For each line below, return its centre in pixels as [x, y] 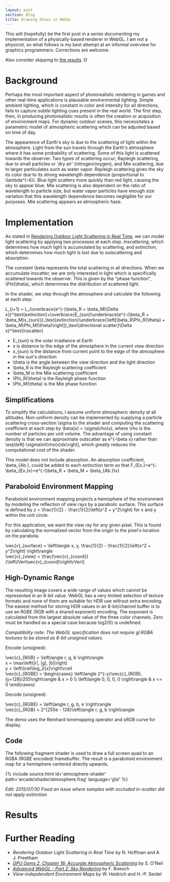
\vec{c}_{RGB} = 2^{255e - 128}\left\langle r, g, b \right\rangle [70, 710]
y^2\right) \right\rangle [29, 551]
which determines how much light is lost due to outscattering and [74, 253]
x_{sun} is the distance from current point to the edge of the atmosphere [89, 351]
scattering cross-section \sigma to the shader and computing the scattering [84, 423]
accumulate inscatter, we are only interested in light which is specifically [81, 273]
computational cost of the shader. [41, 450]
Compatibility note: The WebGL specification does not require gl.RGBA [79, 632]
